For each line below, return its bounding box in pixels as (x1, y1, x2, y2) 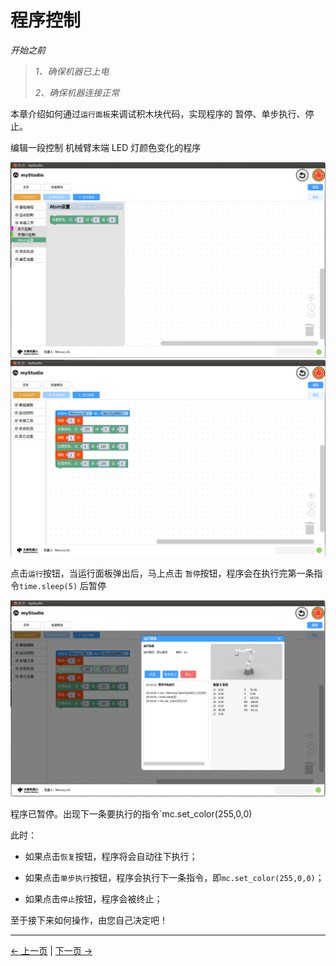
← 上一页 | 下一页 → (10, 944, 93, 956)
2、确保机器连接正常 (34, 86, 120, 98)
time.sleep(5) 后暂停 (19, 580, 107, 592)
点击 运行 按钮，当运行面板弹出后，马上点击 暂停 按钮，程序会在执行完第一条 (10, 567, 315, 580)
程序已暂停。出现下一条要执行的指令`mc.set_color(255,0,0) (10, 807, 253, 820)
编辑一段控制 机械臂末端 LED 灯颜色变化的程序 (10, 141, 202, 153)
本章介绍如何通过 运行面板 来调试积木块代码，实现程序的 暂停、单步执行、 (10, 107, 306, 120)
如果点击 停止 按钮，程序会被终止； (24, 892, 163, 905)
